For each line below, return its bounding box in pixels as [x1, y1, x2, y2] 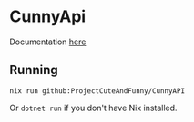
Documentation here [9, 36, 87, 47]
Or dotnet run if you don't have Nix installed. [9, 102, 178, 113]
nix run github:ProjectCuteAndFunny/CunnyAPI [9, 86, 185, 96]
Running [9, 62, 59, 78]
